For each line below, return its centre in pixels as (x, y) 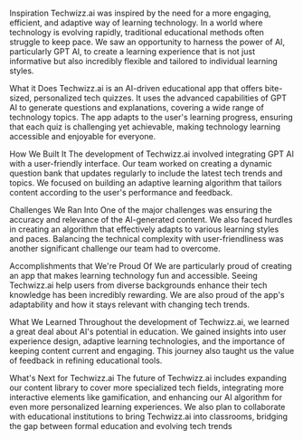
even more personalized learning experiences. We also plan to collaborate (147, 407)
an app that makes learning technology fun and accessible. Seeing (133, 276)
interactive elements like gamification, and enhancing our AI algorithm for (146, 397)
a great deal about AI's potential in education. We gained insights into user (148, 331)
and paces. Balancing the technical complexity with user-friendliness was (147, 239)
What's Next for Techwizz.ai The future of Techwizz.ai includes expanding (148, 378)
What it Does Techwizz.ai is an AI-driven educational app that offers (136, 88)
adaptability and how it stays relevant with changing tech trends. (130, 304)
